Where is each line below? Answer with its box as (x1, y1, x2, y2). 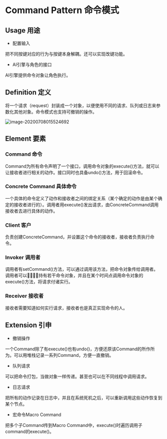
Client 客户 (5, 221, 31, 228)
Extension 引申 (5, 321, 52, 329)
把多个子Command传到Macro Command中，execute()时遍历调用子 (5, 422, 143, 428)
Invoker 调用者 (5, 254, 41, 261)
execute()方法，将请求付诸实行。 (5, 279, 73, 285)
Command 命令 (5, 151, 42, 158)
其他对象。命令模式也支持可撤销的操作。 (13, 109, 97, 115)
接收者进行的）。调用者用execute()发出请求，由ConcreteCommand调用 (13, 201, 159, 208)
